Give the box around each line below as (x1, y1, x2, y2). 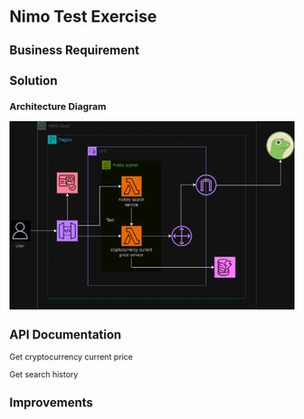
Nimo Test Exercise (9, 6, 157, 27)
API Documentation (9, 328, 122, 343)
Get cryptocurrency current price (9, 351, 133, 362)
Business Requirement (9, 43, 140, 58)
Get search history (9, 368, 79, 379)
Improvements (9, 395, 93, 411)
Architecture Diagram (9, 100, 107, 112)
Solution (9, 72, 58, 88)
